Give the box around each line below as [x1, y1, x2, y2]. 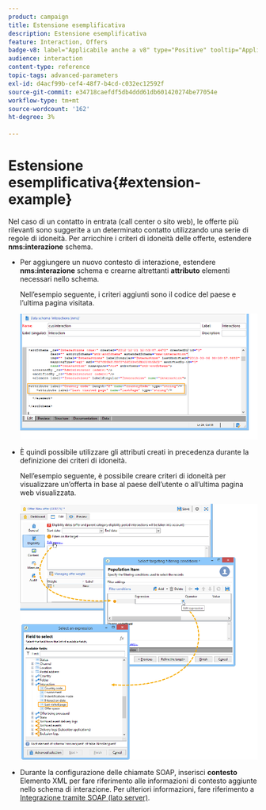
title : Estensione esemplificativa [8, 21, 126, 29]
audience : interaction [8, 55, 83, 63]
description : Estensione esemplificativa [8, 29, 147, 37]
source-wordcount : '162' [8, 105, 90, 113]
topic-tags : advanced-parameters [8, 71, 119, 79]
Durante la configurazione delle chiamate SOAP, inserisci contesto [19, 767, 237, 777]
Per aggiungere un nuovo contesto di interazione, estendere [19, 257, 216, 267]
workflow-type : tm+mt [8, 96, 80, 105]
